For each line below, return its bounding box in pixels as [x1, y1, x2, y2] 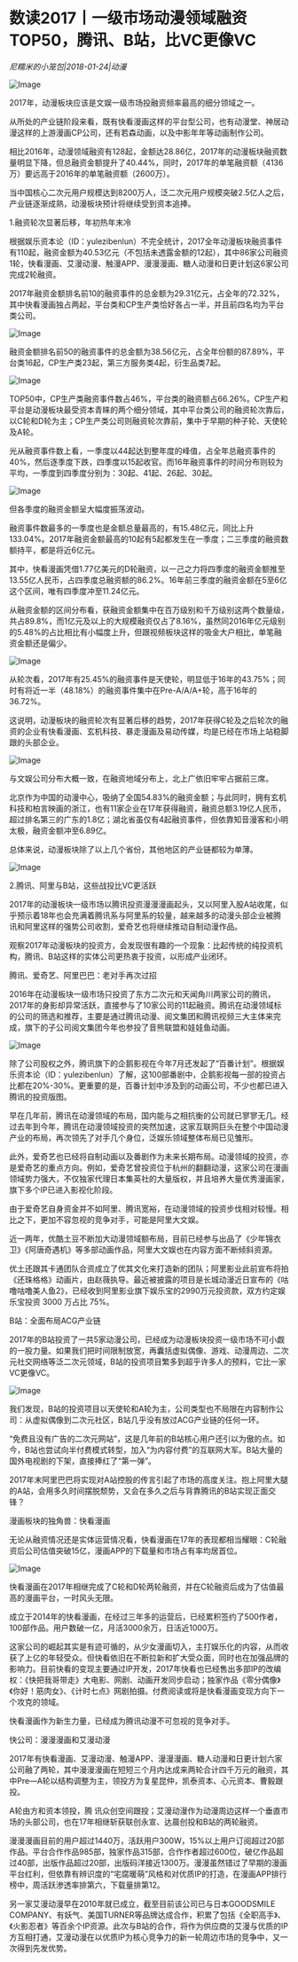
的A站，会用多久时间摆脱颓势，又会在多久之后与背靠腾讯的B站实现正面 [9, 1485, 269, 1495]
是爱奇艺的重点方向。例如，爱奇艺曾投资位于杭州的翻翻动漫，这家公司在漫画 [9, 1162, 289, 1173]
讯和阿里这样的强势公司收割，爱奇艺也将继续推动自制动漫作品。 [9, 921, 242, 931]
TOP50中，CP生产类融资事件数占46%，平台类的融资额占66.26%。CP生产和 [9, 393, 289, 404]
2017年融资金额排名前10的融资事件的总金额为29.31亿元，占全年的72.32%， [9, 287, 285, 298]
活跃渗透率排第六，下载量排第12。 [39, 1880, 166, 1890]
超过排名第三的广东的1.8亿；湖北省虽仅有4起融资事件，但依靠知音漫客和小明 [9, 813, 289, 825]
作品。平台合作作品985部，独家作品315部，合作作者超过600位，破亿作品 [9, 1846, 277, 1856]
